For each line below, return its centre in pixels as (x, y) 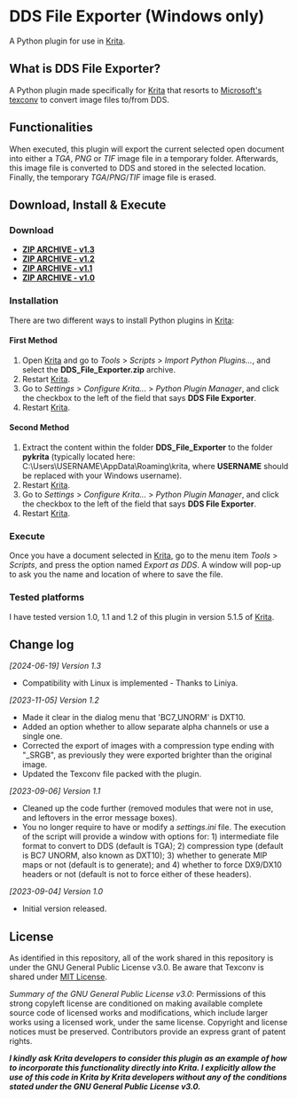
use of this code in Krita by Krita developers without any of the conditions (148, 1077)
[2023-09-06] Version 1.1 (55, 791)
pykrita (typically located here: (78, 456)
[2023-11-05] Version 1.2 (55, 700)
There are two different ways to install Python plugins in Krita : (122, 320)
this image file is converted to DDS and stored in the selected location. (138, 168)
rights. (21, 1041)
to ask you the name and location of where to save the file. (116, 575)
